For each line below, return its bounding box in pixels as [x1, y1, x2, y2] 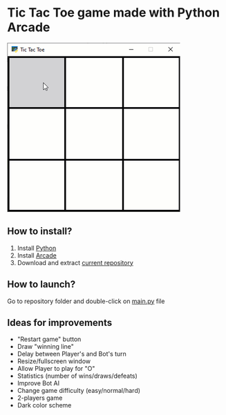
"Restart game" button [17, 335, 82, 343]
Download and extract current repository [17, 258, 133, 267]
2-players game [17, 394, 63, 402]
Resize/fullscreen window [17, 357, 91, 365]
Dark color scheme [17, 401, 72, 409]
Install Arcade [17, 251, 57, 260]
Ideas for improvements [7, 316, 113, 329]
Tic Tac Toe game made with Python [7, 5, 220, 21]
